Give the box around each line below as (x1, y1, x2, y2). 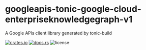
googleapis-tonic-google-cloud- (5, 3, 142, 15)
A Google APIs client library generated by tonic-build (5, 30, 112, 36)
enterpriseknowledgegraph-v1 (5, 14, 133, 25)
